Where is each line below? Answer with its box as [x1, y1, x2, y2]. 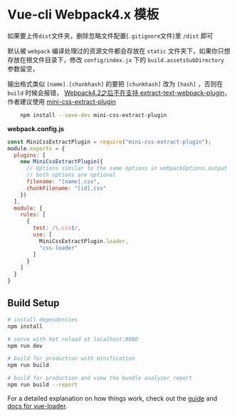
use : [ [33, 231, 53, 239]
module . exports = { [7, 145, 65, 152]
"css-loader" [38, 244, 78, 252]
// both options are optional [26, 172, 116, 179]
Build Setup [7, 297, 60, 309]
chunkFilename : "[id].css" [26, 185, 107, 192]
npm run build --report [7, 381, 78, 388]
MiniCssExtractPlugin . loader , [38, 237, 130, 244]
